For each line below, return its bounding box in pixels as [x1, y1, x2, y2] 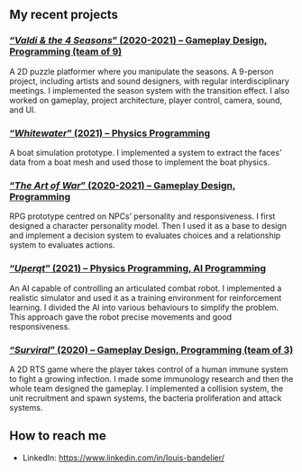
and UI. [9, 104, 36, 115]
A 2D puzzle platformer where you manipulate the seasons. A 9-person [9, 66, 274, 77]
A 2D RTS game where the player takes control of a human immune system [9, 364, 288, 375]
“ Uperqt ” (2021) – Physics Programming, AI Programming [9, 262, 266, 275]
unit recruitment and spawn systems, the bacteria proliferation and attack [9, 392, 282, 404]
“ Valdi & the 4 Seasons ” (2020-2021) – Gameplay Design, [9, 34, 268, 47]
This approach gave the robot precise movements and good [9, 311, 233, 322]
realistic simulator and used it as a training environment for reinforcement [9, 292, 282, 303]
